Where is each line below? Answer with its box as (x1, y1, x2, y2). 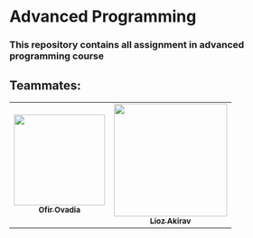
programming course (9, 50, 104, 62)
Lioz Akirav (149, 215, 192, 226)
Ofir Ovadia (38, 205, 81, 215)
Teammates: (9, 78, 81, 93)
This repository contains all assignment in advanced (9, 39, 245, 51)
